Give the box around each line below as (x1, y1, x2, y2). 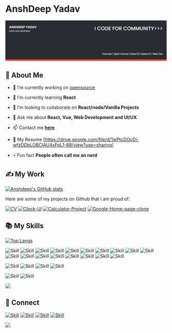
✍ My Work (5, 170, 45, 178)
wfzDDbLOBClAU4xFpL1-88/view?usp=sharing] (12, 142, 114, 148)
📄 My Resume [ (12, 137, 45, 143)
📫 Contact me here (12, 124, 55, 131)
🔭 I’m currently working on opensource (12, 84, 95, 90)
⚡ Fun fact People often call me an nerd (12, 152, 97, 158)
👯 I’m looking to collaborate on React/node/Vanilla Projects (12, 104, 139, 110)
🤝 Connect (5, 299, 39, 307)
